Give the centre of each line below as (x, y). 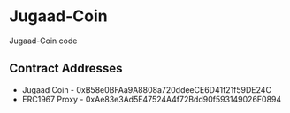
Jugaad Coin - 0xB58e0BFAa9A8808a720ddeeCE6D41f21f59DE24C (147, 89)
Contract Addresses (66, 68)
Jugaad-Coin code (43, 41)
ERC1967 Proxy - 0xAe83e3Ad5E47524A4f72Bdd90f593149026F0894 (152, 99)
